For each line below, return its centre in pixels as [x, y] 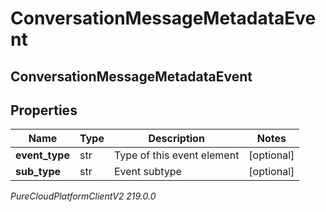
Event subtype [147, 172]
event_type [42, 155]
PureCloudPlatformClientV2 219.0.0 [83, 196]
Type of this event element [176, 155]
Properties [44, 110]
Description [176, 139]
